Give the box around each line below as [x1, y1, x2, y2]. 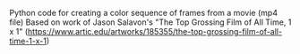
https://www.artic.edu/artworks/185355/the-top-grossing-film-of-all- [27, 27, 283, 36]
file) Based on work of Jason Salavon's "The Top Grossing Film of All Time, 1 [9, 17, 292, 27]
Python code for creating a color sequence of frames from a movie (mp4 [9, 8, 278, 18]
